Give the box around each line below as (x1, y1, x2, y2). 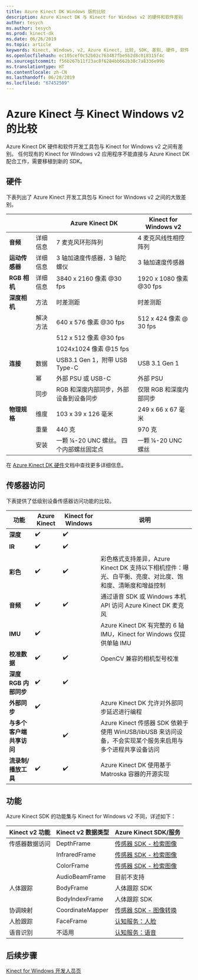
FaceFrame (56, 917, 87, 926)
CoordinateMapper (56, 906, 109, 914)
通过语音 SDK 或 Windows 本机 (100, 592, 186, 600)
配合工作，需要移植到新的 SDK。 (6, 157, 85, 164)
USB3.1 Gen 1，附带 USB (56, 355, 128, 364)
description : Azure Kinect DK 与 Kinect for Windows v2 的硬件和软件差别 (6, 14, 183, 20)
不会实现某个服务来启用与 (112, 736, 184, 745)
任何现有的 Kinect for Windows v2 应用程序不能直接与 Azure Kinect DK (17, 150, 190, 157)
